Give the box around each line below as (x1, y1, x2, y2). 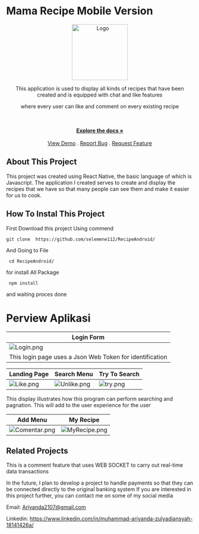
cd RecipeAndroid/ (8, 258, 55, 264)
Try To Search (99, 370, 140, 378)
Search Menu (54, 370, 93, 378)
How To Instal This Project (6, 209, 105, 219)
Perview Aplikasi (6, 311, 91, 325)
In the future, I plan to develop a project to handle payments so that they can (6, 479, 194, 486)
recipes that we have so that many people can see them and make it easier (6, 185, 189, 192)
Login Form (72, 333, 105, 341)
